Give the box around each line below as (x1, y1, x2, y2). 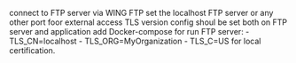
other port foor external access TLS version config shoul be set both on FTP (9, 17, 288, 28)
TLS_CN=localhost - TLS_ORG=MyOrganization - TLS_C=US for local (9, 35, 261, 46)
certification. (9, 45, 56, 56)
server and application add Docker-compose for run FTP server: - (9, 27, 250, 36)
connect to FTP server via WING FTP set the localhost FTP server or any (9, 8, 274, 18)
